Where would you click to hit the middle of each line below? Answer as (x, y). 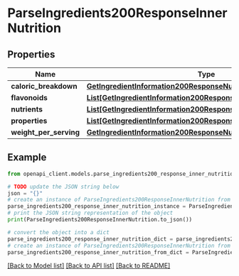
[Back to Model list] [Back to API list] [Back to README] (89, 266)
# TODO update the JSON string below (63, 187)
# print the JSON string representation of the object (90, 213)
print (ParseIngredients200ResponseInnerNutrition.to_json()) (100, 220)
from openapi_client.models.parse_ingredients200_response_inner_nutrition (122, 174)
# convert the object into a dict (59, 232)
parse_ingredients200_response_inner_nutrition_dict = (90, 239)
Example (27, 158)
